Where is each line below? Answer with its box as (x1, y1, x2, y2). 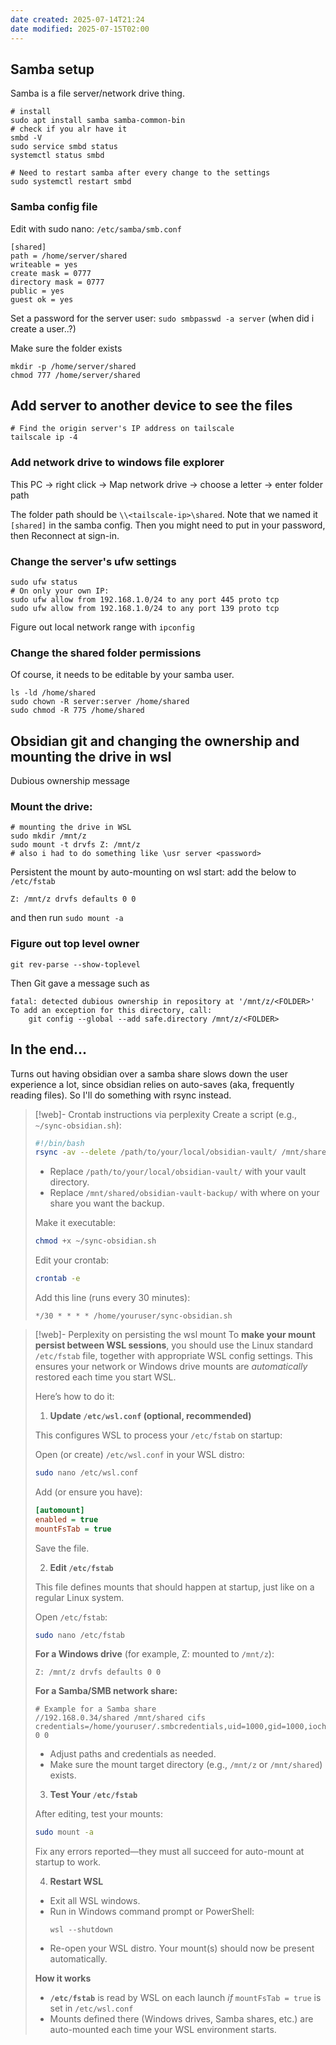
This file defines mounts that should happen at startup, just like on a (34, 1581, 315, 1593)
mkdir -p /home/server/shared (10, 361, 137, 371)
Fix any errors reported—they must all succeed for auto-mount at (34, 1846, 305, 1858)
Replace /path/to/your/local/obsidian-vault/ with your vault (49, 1166, 307, 1178)
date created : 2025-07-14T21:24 (10, 14, 145, 25)
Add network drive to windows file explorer (10, 456, 225, 470)
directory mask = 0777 (10, 277, 105, 287)
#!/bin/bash (34, 1138, 85, 1148)
